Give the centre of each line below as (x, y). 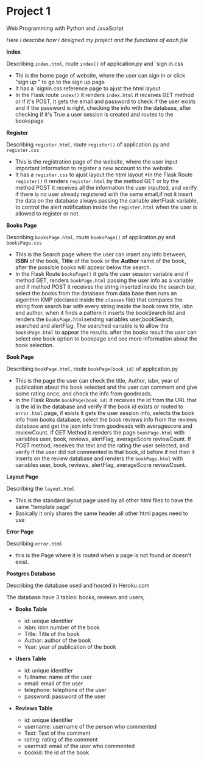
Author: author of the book (58, 640)
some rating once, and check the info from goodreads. (84, 393)
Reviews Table (34, 708)
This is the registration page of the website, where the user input (96, 161)
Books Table (31, 609)
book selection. (34, 345)
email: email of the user (54, 683)
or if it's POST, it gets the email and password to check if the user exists (105, 101)
